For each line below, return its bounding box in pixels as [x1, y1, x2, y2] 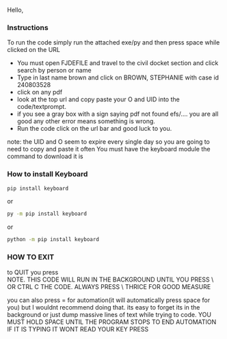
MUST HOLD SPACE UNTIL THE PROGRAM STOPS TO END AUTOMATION [7, 318, 217, 326]
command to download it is [7, 152, 83, 160]
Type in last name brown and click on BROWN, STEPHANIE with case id [16, 73, 219, 81]
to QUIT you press [7, 268, 59, 276]
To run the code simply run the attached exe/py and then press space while [7, 38, 220, 47]
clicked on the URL [7, 46, 60, 54]
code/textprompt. [16, 103, 67, 111]
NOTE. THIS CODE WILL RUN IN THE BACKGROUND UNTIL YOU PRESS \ [7, 275, 214, 284]
